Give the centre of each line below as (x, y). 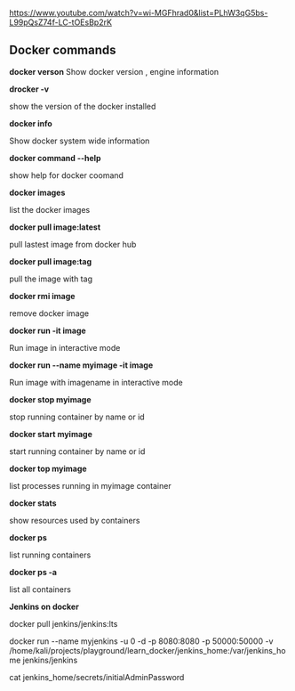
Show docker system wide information (80, 141)
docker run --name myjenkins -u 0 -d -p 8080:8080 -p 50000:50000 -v (141, 641)
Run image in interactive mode (65, 347)
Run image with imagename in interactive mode (96, 382)
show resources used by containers (75, 520)
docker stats (33, 503)
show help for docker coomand (67, 175)
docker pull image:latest (55, 227)
